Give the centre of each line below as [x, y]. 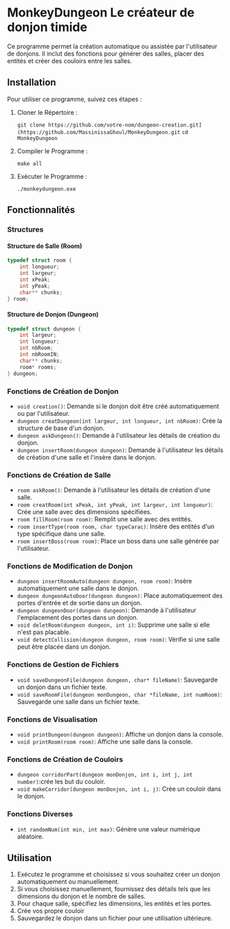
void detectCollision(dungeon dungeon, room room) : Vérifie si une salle [118, 640]
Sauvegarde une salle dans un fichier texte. [78, 702]
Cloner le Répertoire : [47, 112]
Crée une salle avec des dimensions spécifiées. [84, 512]
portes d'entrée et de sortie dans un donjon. [79, 603]
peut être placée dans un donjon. [64, 647]
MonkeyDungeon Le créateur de [101, 13]
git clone [31, 125]
